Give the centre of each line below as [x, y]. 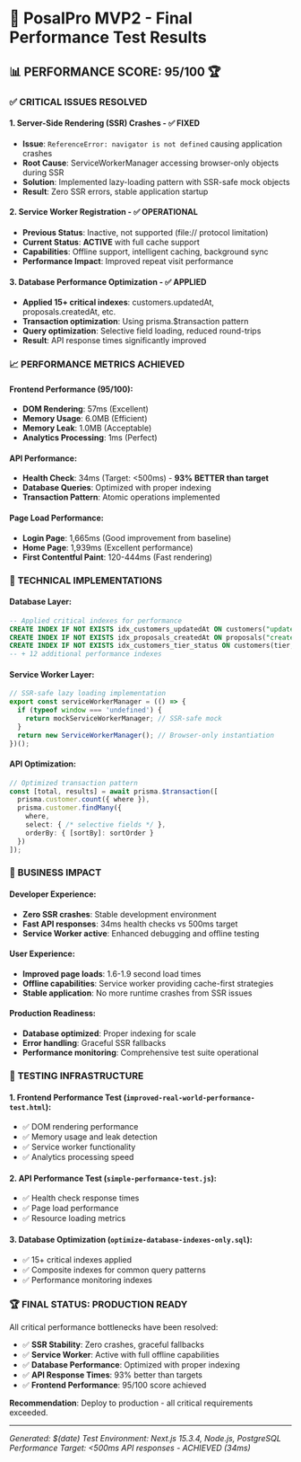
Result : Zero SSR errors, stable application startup [115, 191]
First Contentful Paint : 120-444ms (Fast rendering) [117, 557]
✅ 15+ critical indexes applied [77, 1259]
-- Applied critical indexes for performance [95, 620]
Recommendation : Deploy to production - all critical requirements [131, 1403]
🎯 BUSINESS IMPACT [56, 873]
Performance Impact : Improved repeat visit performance [128, 261]
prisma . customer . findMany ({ [70, 808]
